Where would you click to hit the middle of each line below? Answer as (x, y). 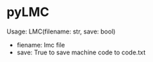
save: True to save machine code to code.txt (81, 52)
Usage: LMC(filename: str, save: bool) (61, 31)
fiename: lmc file (41, 45)
